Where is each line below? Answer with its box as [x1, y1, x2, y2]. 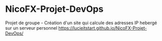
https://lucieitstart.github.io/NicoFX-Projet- [58, 25, 147, 31]
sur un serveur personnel [5, 25, 58, 31]
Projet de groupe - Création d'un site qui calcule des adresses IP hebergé [5, 20, 157, 26]
